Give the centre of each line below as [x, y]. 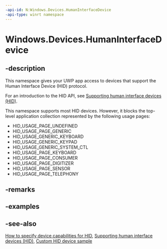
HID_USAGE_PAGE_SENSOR [41, 168]
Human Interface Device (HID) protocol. [46, 86]
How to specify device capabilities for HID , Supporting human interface [79, 236]
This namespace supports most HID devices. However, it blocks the [75, 110]
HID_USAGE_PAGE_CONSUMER [45, 158]
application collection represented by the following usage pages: [83, 116]
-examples [22, 207]
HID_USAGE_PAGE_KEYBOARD [44, 152]
